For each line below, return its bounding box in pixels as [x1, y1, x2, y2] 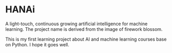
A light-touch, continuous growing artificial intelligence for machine [5, 21, 148, 27]
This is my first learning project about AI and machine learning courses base [5, 36, 167, 42]
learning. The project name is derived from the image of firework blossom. [5, 26, 163, 32]
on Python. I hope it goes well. [5, 41, 69, 47]
